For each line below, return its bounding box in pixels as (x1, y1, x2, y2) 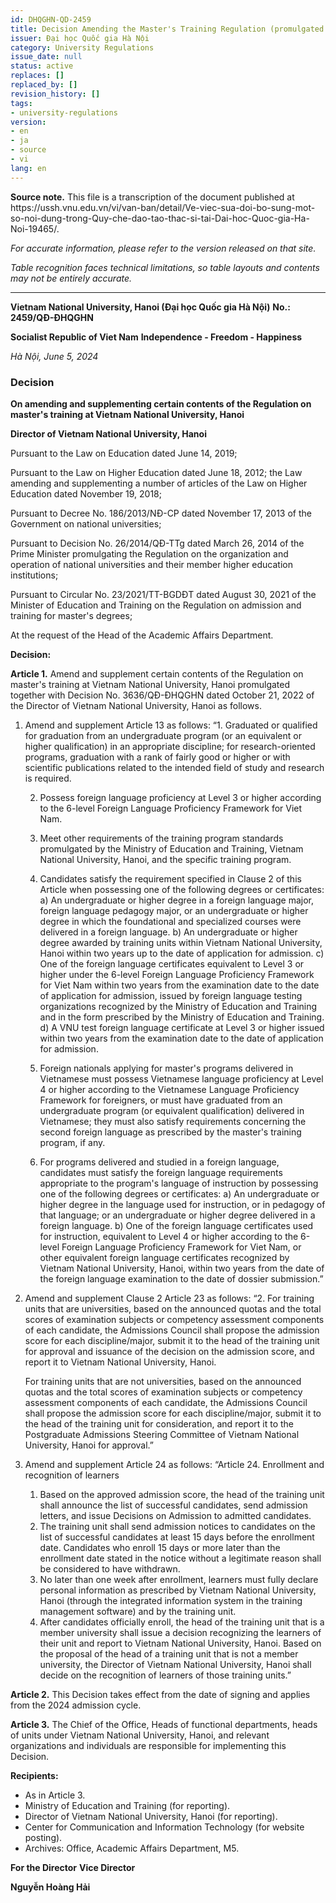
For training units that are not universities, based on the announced (24, 1375, 302, 1387)
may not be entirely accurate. (10, 272, 133, 284)
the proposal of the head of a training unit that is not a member (39, 1647, 299, 1660)
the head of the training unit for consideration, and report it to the (24, 1417, 295, 1430)
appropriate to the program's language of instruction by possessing (39, 1177, 319, 1189)
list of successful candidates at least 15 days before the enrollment (39, 1531, 315, 1543)
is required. (24, 772, 72, 784)
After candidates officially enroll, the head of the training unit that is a (39, 1616, 325, 1628)
